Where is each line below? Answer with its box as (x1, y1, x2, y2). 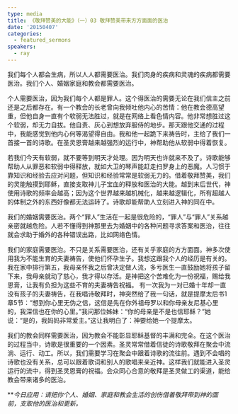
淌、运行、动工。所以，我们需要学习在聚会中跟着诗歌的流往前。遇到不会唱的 (7, 348, 231, 357)
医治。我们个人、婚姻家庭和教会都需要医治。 (7, 79, 138, 87)
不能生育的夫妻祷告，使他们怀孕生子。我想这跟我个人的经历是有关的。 (25, 254, 231, 263)
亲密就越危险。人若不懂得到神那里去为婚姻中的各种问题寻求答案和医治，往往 (7, 221, 231, 230)
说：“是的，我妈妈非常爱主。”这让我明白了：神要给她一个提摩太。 (7, 316, 196, 324)
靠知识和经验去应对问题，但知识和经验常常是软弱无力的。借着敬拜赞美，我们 (7, 171, 231, 179)
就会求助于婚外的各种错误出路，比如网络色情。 (7, 230, 144, 238)
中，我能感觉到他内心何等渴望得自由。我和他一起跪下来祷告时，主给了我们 (7, 129, 225, 138)
